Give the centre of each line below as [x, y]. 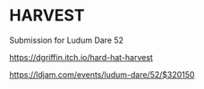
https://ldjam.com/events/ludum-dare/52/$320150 [102, 74]
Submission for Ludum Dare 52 [66, 40]
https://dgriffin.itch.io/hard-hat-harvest [81, 57]
